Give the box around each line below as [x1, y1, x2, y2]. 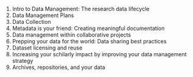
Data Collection [12, 18, 51, 25]
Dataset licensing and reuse [12, 44, 82, 51]
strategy [12, 57, 34, 64]
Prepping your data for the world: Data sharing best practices [12, 38, 167, 45]
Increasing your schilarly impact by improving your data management [12, 51, 188, 57]
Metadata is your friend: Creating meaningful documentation [12, 24, 165, 32]
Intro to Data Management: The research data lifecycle [12, 5, 150, 12]
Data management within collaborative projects [12, 31, 131, 38]
